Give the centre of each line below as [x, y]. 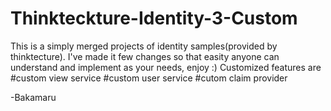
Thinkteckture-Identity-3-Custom [154, 18]
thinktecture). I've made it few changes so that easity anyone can [145, 56]
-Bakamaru [33, 97]
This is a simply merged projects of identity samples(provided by [144, 46]
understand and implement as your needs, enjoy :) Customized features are [166, 67]
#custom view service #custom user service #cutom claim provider [149, 78]
